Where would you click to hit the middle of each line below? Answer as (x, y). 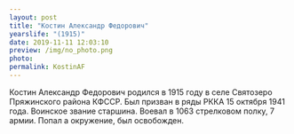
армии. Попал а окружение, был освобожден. (97, 120)
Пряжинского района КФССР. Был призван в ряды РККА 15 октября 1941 (147, 101)
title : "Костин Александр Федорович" (79, 26)
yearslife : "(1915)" (48, 34)
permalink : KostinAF (48, 67)
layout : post (33, 17)
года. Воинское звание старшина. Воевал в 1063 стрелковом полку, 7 (142, 111)
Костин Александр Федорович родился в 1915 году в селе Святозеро (141, 92)
